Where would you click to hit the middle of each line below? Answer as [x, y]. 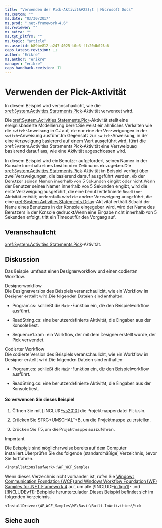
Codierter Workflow [25, 349]
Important [15, 438]
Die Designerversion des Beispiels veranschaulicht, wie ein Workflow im [77, 291]
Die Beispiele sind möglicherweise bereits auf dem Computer [66, 448]
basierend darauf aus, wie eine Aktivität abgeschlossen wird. [66, 151]
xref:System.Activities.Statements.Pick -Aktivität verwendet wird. [69, 111]
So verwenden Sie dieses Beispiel [40, 400]
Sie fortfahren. [19, 458]
